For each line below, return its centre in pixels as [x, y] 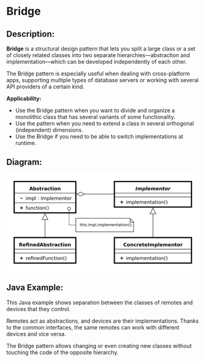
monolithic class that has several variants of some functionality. [95, 117]
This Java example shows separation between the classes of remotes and [100, 302]
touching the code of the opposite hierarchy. [62, 352]
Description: [31, 34]
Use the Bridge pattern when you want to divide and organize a [95, 110]
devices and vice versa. [36, 334]
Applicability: [24, 98]
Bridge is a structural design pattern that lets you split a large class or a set [101, 48]
